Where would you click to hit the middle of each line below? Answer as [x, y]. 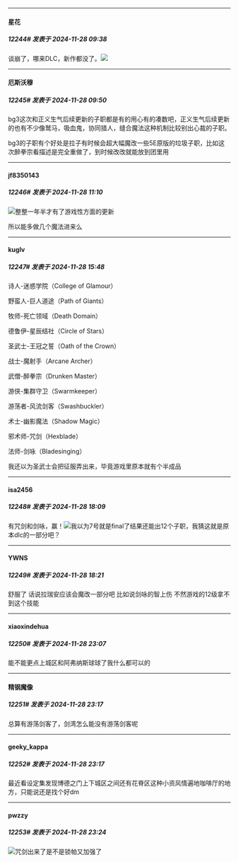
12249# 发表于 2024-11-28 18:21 [56, 575]
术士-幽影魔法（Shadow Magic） [56, 421]
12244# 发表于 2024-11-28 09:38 [58, 39]
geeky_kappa [28, 747]
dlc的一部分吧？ [37, 534]
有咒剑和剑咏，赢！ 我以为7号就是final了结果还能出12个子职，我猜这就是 [115, 526]
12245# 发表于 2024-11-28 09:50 [58, 100]
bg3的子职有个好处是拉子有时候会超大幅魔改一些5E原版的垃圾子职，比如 [113, 143]
